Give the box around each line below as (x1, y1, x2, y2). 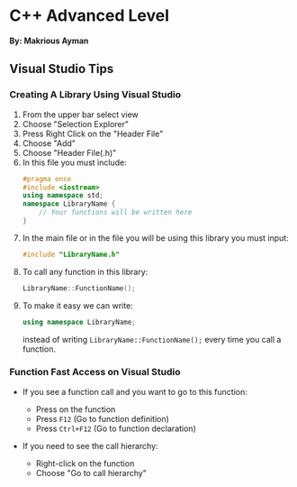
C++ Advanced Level (9, 5, 169, 26)
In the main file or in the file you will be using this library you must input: (22, 232, 290, 243)
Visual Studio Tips (9, 61, 114, 77)
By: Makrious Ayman (9, 35, 89, 46)
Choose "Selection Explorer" (22, 118, 129, 129)
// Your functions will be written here (39, 208, 193, 217)
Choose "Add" (22, 137, 76, 149)
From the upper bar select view (22, 109, 139, 120)
